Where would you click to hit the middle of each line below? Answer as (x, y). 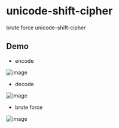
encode (24, 60)
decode (24, 84)
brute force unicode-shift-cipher (46, 28)
